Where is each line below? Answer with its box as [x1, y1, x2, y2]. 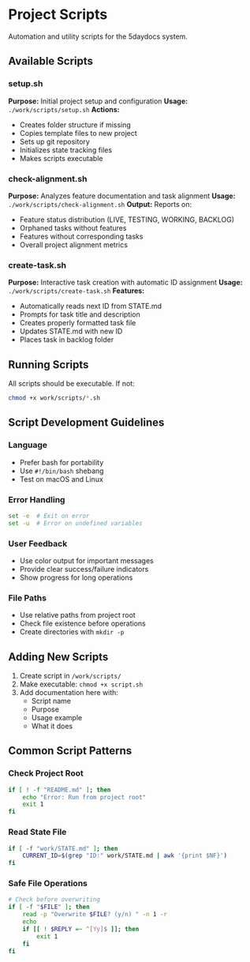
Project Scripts [8, 6, 108, 24]
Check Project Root [8, 768, 84, 779]
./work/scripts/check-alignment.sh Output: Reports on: [8, 199, 192, 209]
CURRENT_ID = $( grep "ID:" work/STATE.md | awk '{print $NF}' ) [22, 851, 227, 860]
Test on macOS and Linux [19, 474, 104, 483]
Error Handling [8, 494, 65, 505]
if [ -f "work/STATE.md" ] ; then [8, 844, 118, 852]
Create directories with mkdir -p [19, 627, 125, 637]
